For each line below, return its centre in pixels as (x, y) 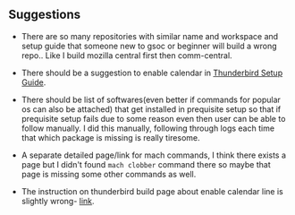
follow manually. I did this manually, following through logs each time (147, 128)
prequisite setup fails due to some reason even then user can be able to (153, 118)
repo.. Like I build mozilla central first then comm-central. (127, 55)
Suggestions (45, 15)
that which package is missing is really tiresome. (110, 137)
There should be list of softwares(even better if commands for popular (151, 99)
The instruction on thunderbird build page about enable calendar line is (152, 191)
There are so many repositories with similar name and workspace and (150, 36)
